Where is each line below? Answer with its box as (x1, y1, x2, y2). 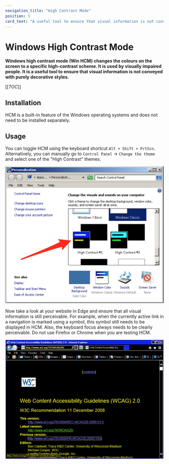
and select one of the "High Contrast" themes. (5, 156, 102, 162)
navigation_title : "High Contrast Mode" (5, 8, 92, 13)
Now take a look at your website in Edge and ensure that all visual (5, 308, 141, 314)
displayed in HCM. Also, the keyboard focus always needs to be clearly (5, 324, 153, 330)
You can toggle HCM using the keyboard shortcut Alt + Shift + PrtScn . (5, 145, 155, 151)
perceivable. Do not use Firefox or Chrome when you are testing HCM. (5, 329, 151, 336)
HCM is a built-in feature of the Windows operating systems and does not (5, 112, 158, 118)
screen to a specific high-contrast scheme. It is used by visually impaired (5, 63, 162, 69)
